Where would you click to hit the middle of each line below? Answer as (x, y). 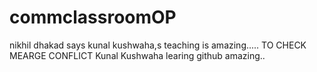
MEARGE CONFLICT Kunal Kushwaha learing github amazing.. (137, 55)
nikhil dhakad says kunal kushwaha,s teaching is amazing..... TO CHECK (158, 45)
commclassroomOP (93, 17)
